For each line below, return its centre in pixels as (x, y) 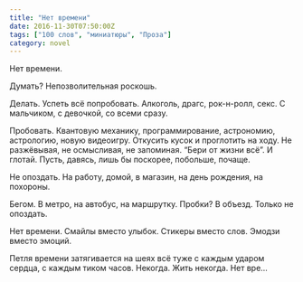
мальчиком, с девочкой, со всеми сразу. (89, 113)
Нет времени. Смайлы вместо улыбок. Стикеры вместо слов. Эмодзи (145, 231)
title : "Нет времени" (50, 18)
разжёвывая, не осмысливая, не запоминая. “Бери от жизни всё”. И (141, 150)
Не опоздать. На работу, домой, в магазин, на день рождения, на (137, 177)
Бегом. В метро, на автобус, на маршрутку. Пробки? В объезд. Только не (151, 204)
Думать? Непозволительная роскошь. (83, 86)
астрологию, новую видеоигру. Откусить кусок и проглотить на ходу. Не (151, 140)
